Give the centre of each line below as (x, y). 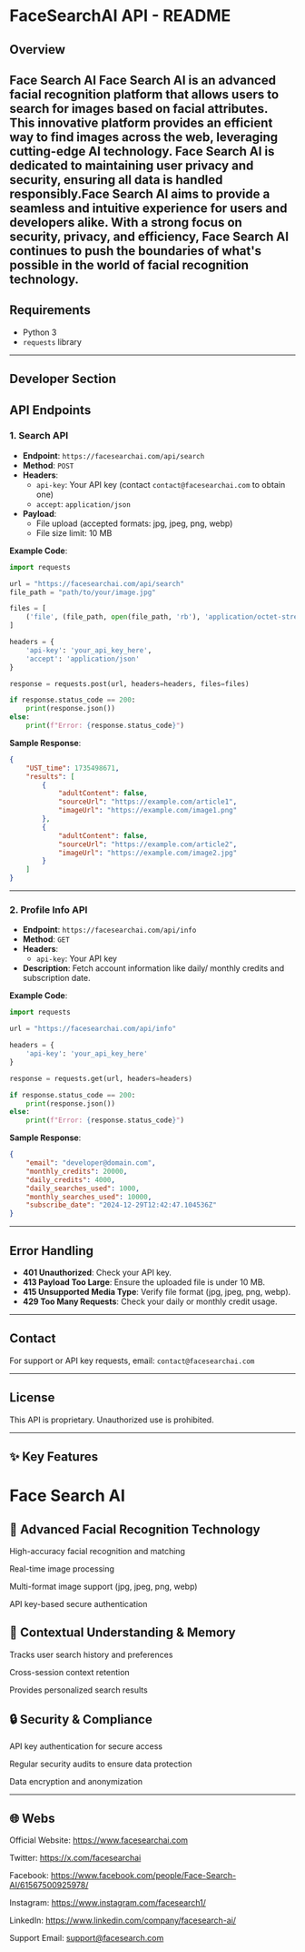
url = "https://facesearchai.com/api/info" (93, 1029)
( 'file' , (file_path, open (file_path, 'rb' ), (113, 617)
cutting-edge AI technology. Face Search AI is (142, 151)
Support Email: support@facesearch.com (87, 1938)
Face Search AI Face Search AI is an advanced (143, 80)
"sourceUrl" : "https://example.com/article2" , (148, 844)
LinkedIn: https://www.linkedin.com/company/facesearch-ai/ (123, 1920)
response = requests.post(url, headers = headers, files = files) (129, 683)
